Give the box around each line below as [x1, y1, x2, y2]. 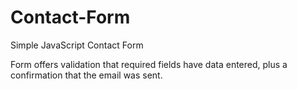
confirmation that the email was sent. [10, 69, 163, 81]
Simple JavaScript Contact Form [10, 39, 144, 51]
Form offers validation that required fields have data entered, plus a [10, 58, 288, 70]
